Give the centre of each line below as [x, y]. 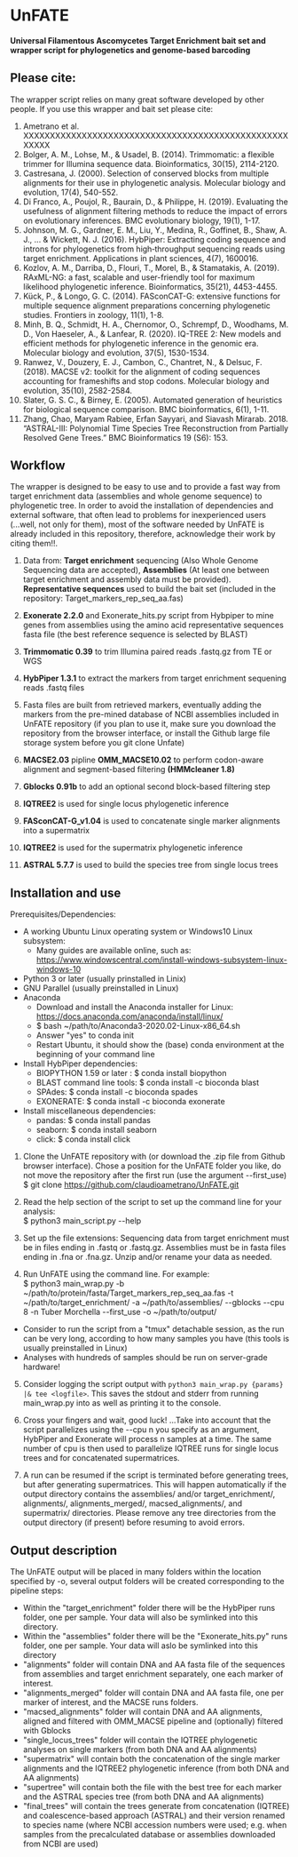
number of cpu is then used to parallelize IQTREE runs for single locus [150, 1448]
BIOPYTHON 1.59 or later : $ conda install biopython [131, 1073]
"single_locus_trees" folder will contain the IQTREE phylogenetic [140, 1740]
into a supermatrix [56, 831]
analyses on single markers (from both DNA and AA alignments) [140, 1749]
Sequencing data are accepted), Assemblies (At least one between [146, 570]
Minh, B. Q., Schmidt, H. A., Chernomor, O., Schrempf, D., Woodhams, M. [156, 324]
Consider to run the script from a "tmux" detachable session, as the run [153, 1329]
